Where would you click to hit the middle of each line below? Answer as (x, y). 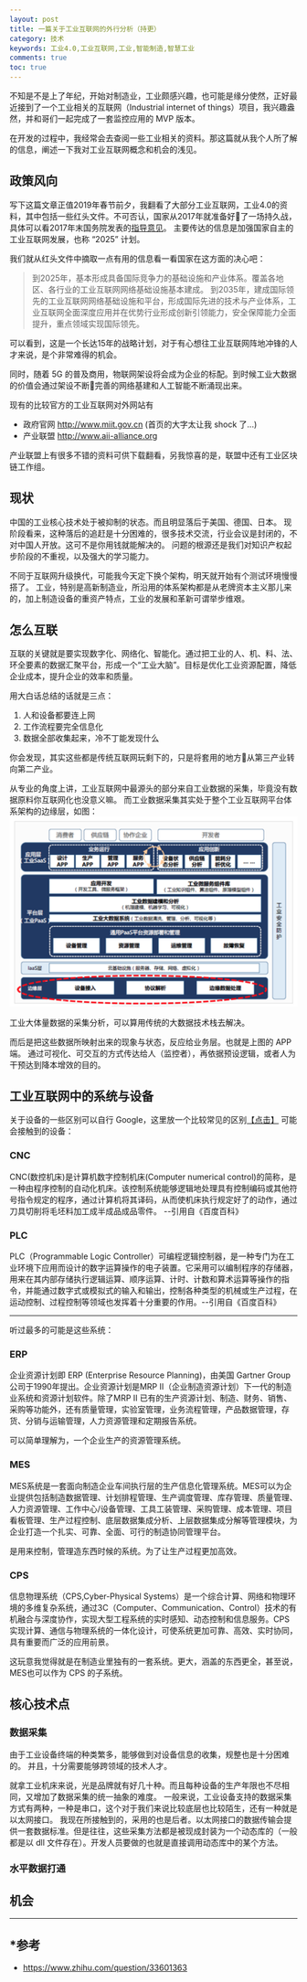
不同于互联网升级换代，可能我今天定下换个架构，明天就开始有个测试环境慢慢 (153, 575)
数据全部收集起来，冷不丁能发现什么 (91, 738)
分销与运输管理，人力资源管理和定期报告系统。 (113, 1421)
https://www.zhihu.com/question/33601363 (105, 1968)
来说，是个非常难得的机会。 (69, 354)
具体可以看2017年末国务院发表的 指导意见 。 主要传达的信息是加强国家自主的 (152, 228)
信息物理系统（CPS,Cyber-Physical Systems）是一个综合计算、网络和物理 (149, 1596)
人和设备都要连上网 (59, 715)
